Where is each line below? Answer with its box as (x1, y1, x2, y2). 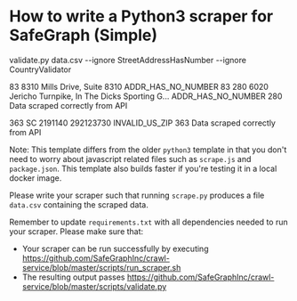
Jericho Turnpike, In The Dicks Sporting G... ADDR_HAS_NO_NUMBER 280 (9, 91, 283, 102)
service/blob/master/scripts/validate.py (21, 281, 167, 291)
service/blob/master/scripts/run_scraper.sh (21, 262, 181, 273)
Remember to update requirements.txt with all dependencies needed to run (9, 216, 288, 227)
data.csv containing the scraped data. (9, 199, 148, 210)
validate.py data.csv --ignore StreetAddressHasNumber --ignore (9, 54, 247, 65)
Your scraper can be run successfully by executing (21, 243, 209, 254)
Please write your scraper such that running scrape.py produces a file (9, 190, 265, 200)
